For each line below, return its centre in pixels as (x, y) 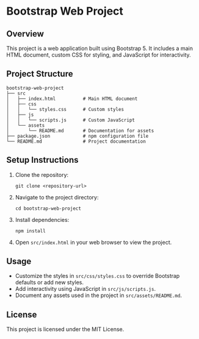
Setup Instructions (42, 160)
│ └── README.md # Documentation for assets (80, 130)
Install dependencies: (42, 219)
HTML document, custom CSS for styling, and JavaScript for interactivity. (99, 55)
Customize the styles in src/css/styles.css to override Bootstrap (97, 276)
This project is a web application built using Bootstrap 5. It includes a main (100, 48)
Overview (25, 34)
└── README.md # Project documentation (76, 141)
